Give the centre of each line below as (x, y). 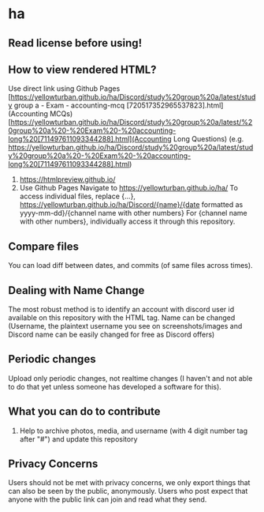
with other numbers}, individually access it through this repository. (127, 221)
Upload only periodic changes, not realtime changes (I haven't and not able (130, 378)
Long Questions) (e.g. (208, 139)
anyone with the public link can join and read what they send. (108, 499)
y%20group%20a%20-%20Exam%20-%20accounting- (100, 156)
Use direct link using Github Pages (64, 88)
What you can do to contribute (84, 412)
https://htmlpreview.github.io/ (67, 179)
